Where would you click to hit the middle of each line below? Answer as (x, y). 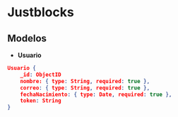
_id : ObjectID (41, 75)
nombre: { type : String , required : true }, (85, 81)
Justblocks (41, 12)
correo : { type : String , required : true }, (85, 88)
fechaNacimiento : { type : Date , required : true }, (96, 94)
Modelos (27, 38)
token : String (41, 101)
